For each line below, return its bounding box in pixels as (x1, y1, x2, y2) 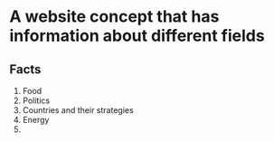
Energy (22, 115, 50, 125)
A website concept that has (9, 6, 220, 27)
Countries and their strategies (22, 105, 134, 115)
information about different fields (9, 25, 265, 46)
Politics (22, 95, 51, 106)
